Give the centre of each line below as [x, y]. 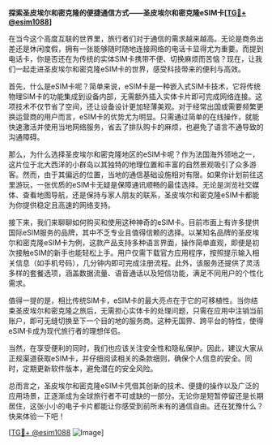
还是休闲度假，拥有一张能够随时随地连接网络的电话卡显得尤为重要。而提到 [139, 49]
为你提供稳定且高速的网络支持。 [62, 205]
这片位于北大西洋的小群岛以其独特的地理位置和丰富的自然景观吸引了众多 [129, 164]
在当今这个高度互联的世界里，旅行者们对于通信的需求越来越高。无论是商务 [132, 39]
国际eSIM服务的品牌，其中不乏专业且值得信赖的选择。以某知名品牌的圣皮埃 [134, 232]
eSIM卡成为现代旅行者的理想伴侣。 [67, 331]
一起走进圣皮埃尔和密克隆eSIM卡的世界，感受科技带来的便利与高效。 [130, 69]
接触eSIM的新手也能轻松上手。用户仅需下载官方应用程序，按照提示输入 [134, 253]
